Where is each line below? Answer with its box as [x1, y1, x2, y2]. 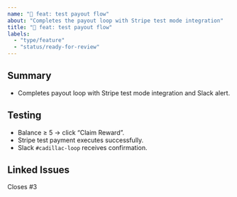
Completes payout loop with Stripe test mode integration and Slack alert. [17, 88, 231, 97]
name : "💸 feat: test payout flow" [7, 10, 110, 18]
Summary [7, 70, 52, 82]
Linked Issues [7, 164, 70, 176]
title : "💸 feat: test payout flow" [7, 23, 113, 31]
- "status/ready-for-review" [13, 43, 100, 50]
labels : [7, 30, 31, 38]
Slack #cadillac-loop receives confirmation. [17, 143, 148, 151]
